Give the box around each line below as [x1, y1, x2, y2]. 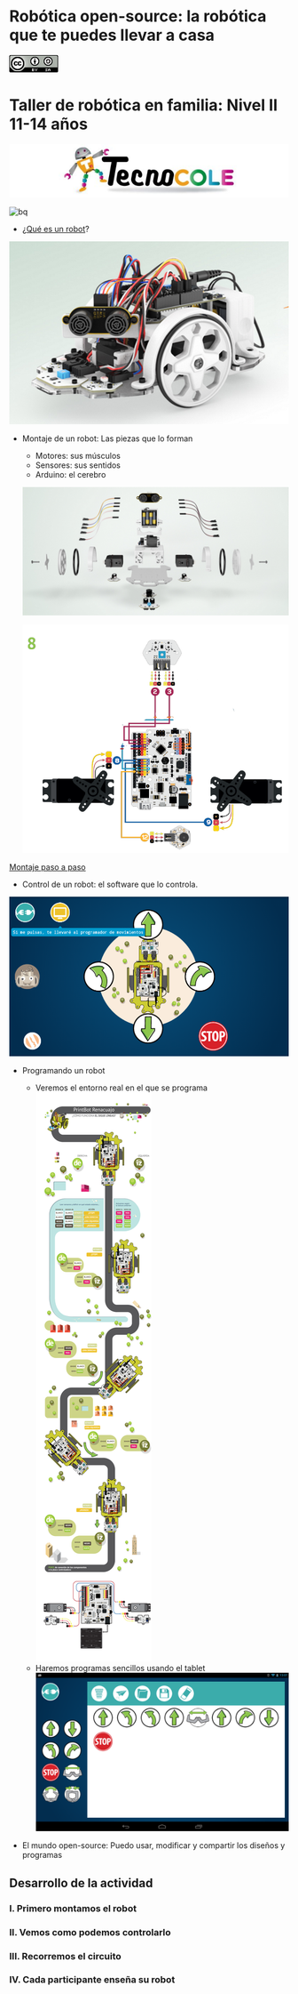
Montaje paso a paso [9, 861, 86, 872]
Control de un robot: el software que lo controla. [21, 879, 198, 889]
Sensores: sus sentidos [35, 460, 122, 470]
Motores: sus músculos [35, 451, 122, 462]
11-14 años [9, 114, 89, 134]
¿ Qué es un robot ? [21, 223, 90, 234]
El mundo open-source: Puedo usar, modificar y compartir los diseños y [21, 1840, 286, 1851]
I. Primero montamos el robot [9, 1902, 137, 1914]
